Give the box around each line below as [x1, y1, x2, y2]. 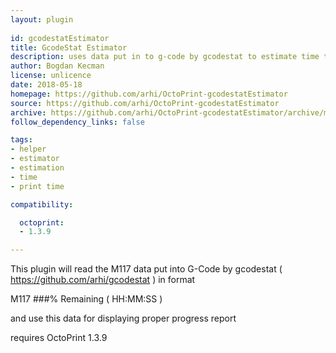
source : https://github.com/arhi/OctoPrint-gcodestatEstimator [10, 98, 280, 108]
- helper [10, 144, 47, 155]
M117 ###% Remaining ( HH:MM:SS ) [10, 293, 163, 305]
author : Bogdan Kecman [10, 61, 105, 71]
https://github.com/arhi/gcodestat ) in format [10, 274, 196, 286]
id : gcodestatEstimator [10, 33, 110, 43]
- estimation [10, 163, 65, 173]
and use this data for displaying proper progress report [10, 312, 237, 325]
